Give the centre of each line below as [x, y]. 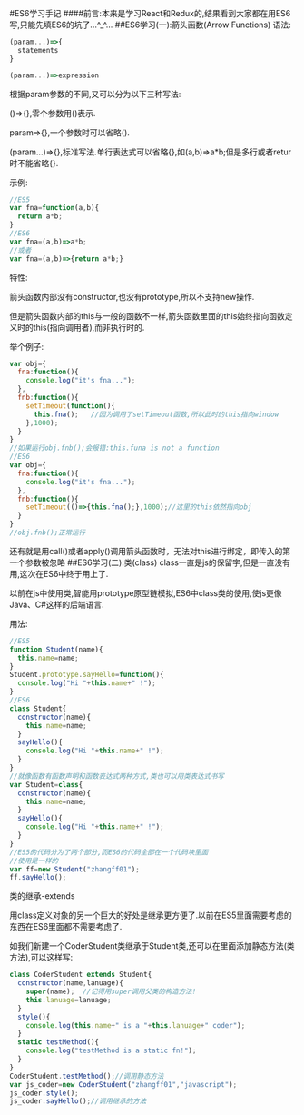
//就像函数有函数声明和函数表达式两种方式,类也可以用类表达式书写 [117, 776]
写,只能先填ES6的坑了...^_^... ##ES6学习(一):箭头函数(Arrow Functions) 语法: [151, 25]
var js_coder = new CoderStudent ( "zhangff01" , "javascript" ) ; [123, 1084]
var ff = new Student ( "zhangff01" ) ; [75, 869]
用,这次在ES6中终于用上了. [59, 573]
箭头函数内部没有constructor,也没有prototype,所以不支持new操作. [132, 296]
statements [38, 50]
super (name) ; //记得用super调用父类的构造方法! [111, 991]
